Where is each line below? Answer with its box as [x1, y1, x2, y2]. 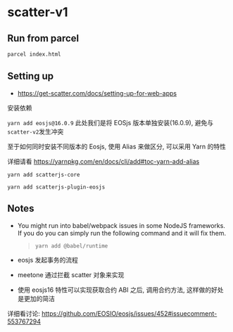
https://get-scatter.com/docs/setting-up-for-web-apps [17, 89, 177, 97]
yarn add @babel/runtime [34, 242, 108, 250]
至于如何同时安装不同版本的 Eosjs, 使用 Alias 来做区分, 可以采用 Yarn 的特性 [7, 142, 227, 151]
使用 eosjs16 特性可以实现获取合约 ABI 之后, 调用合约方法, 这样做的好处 [17, 286, 224, 294]
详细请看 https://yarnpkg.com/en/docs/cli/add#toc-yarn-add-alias [7, 157, 200, 165]
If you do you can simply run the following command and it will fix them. [17, 229, 227, 237]
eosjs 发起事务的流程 [17, 255, 79, 264]
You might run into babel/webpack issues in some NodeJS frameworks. [17, 221, 225, 229]
